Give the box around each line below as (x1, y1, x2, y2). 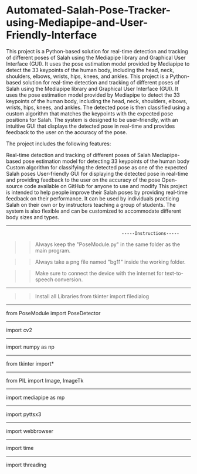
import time (6, 444, 34, 451)
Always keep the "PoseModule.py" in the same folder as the (35, 241, 181, 248)
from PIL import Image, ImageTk (6, 377, 84, 384)
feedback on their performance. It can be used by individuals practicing (6, 195, 179, 202)
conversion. (55, 276, 83, 283)
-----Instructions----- (121, 230, 180, 236)
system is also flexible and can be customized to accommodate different (6, 207, 182, 214)
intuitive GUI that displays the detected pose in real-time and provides (6, 122, 175, 129)
